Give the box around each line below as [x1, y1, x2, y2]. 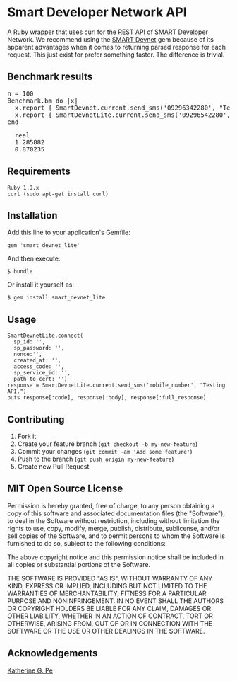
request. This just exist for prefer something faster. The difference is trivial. [7, 50, 225, 59]
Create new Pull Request [17, 462, 90, 471]
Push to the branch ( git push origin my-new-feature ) [17, 454, 174, 463]
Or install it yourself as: [7, 280, 74, 289]
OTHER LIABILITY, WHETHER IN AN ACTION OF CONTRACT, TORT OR [7, 612, 213, 620]
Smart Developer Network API [7, 4, 187, 21]
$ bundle [7, 268, 33, 275]
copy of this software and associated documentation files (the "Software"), [7, 509, 226, 517]
